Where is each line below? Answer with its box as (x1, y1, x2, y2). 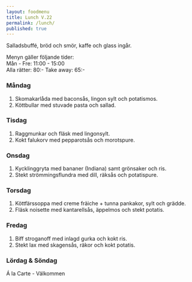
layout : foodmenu (6, 8, 50, 15)
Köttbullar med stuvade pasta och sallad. (14, 101, 116, 109)
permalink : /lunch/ (6, 20, 55, 26)
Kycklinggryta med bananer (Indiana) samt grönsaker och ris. (14, 165, 167, 172)
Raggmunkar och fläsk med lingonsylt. (14, 130, 110, 137)
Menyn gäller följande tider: (6, 53, 74, 61)
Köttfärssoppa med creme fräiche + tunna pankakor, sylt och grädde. (14, 200, 186, 207)
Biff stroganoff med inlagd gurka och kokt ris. (14, 235, 127, 242)
